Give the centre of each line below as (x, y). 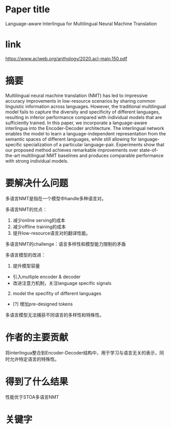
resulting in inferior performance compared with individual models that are (84, 117)
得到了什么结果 (37, 382)
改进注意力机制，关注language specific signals (62, 283)
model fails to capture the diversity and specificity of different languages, (83, 112)
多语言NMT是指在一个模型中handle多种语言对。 (56, 198)
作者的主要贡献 (37, 337)
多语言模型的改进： (26, 255)
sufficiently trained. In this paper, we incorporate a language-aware (76, 123)
